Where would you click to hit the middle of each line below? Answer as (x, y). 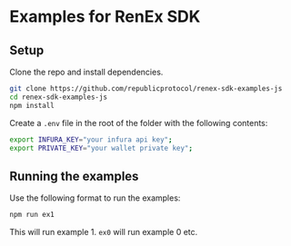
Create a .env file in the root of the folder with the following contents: (139, 123)
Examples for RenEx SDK (105, 17)
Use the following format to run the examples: (95, 198)
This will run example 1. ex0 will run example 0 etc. (104, 232)
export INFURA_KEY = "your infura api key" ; (91, 139)
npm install (32, 105)
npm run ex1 (32, 215)
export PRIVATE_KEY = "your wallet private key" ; (101, 148)
